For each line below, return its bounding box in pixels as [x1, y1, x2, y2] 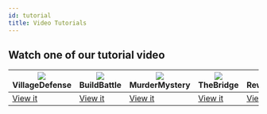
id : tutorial [8, 11, 52, 20]
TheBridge [198, 80, 239, 91]
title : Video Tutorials [8, 19, 87, 27]
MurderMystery [129, 80, 191, 91]
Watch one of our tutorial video [8, 48, 165, 62]
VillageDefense [12, 80, 72, 91]
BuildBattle [79, 80, 122, 91]
